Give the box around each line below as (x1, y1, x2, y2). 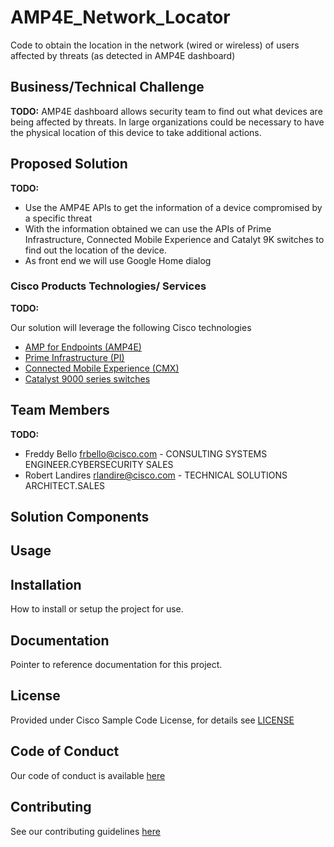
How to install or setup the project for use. (10, 603, 184, 615)
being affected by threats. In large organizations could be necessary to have (10, 116, 325, 128)
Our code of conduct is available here (10, 769, 166, 781)
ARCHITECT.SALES (24, 479, 106, 491)
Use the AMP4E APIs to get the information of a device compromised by (24, 201, 323, 213)
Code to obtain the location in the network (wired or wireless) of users (10, 39, 300, 51)
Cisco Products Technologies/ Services (10, 279, 207, 293)
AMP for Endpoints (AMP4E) (24, 341, 142, 353)
